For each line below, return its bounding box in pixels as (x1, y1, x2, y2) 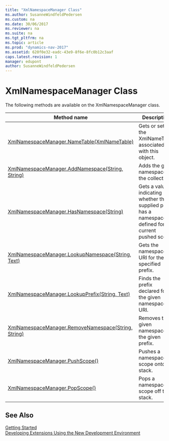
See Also (5, 411, 34, 420)
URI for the (138, 254, 164, 261)
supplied (138, 202, 159, 209)
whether (138, 196, 158, 203)
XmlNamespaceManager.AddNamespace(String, (8, 165, 123, 172)
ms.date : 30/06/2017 (5, 21, 49, 27)
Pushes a (138, 348, 160, 355)
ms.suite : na (5, 31, 33, 36)
